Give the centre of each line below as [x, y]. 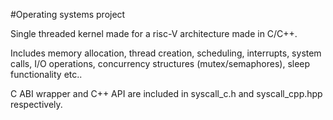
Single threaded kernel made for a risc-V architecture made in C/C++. [154, 33]
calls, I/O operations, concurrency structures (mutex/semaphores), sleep [160, 63]
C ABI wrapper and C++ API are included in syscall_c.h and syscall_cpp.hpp [166, 93]
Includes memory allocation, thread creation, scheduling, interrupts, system [166, 53]
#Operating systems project [68, 14]
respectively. [36, 104]
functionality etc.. [46, 74]
